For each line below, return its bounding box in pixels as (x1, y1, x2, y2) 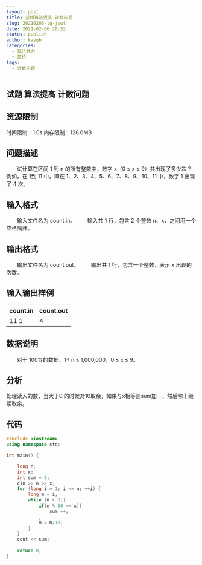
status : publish (6, 31, 47, 38)
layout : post (6, 8, 39, 15)
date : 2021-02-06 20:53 (6, 25, 66, 32)
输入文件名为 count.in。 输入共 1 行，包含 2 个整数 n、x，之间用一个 (16, 217, 196, 224)
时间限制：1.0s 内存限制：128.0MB (6, 128, 92, 136)
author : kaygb (6, 37, 42, 43)
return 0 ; (17, 548, 42, 554)
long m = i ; (28, 491, 58, 498)
